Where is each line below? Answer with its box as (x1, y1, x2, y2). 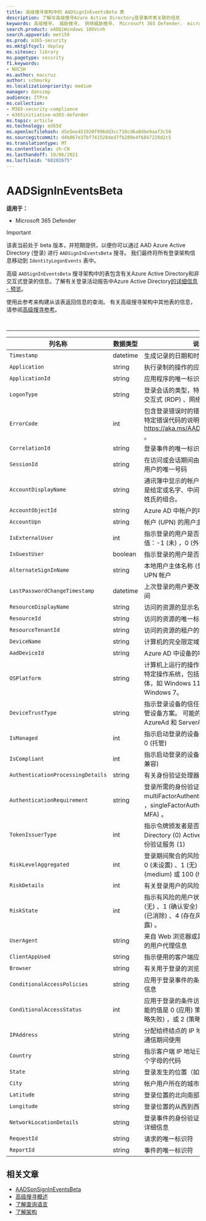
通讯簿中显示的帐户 (143, 477, 200, 485)
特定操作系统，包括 (143, 670, 200, 679)
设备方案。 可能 (150, 709, 195, 718)
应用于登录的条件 (143, 996, 194, 1005)
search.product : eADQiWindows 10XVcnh (6, 26, 105, 33)
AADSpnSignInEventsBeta (15, 1185, 82, 1193)
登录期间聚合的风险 (143, 852, 200, 860)
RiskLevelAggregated (9, 861, 69, 868)
